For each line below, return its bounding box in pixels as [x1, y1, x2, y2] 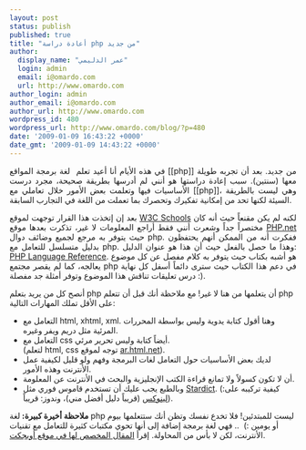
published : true [9, 30, 71, 39]
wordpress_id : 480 [9, 115, 79, 124]
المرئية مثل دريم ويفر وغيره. [22, 324, 118, 335]
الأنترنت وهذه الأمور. [22, 363, 92, 374]
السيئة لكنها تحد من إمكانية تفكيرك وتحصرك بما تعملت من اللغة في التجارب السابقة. [9, 194, 292, 205]
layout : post [9, 13, 59, 23]
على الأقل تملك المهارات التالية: [9, 297, 116, 308]
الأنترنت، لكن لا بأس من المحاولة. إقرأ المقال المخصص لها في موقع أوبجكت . [9, 429, 266, 440]
